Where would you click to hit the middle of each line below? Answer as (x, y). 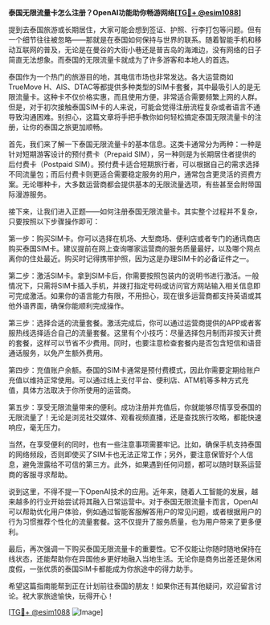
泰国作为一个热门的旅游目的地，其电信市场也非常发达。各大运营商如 (121, 77)
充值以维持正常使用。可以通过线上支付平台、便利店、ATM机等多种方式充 (129, 380)
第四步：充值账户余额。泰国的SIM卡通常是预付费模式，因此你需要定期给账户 (135, 370)
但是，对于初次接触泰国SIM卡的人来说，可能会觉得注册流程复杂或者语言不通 (135, 107)
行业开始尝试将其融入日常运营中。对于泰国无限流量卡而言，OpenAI (147, 502)
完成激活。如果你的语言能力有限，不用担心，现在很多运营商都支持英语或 (135, 296)
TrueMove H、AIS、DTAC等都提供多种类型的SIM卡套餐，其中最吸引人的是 (131, 87)
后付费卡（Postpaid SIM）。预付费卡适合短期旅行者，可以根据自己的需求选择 (134, 164)
